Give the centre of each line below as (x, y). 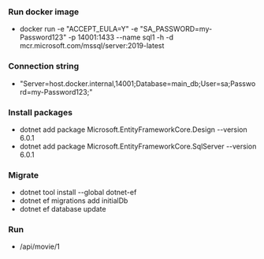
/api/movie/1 (40, 246)
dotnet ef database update (63, 209)
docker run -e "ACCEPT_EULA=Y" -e (79, 29)
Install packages (41, 112)
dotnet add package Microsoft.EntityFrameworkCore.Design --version (134, 129)
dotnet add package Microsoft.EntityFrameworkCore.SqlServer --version (138, 146)
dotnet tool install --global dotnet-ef (78, 193)
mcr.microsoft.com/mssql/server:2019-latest (92, 46)
